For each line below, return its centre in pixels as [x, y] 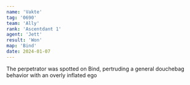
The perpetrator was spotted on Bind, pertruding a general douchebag [96, 69]
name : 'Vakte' [25, 12]
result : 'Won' [25, 40]
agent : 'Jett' [25, 35]
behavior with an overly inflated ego [52, 75]
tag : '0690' [21, 18]
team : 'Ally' [23, 23]
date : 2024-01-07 [28, 52]
